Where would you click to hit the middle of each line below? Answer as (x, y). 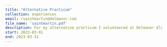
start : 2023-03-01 (24, 32)
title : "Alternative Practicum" (39, 10)
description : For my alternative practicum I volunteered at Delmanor (80, 28)
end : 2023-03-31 (22, 37)
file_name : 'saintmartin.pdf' (37, 23)
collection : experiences (31, 14)
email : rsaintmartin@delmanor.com (41, 19)
